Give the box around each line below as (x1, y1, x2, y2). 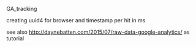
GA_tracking (6, 5, 37, 12)
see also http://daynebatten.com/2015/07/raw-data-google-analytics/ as (6, 28, 190, 36)
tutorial (6, 35, 24, 42)
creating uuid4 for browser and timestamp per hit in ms (6, 17, 146, 23)
